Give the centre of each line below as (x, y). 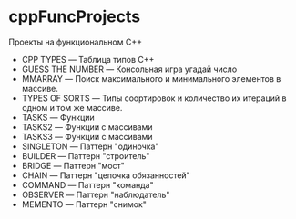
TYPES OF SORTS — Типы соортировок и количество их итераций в (154, 98)
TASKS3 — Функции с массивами (87, 136)
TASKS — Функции (58, 117)
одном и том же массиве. (72, 107)
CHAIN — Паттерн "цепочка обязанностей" (106, 175)
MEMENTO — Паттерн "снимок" (84, 204)
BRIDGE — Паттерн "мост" (73, 165)
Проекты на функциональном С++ (76, 42)
